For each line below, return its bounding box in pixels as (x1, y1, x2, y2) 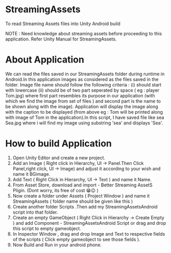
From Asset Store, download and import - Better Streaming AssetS (12, 182, 153, 188)
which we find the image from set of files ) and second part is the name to (5, 98, 161, 104)
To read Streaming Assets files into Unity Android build (5, 20, 121, 27)
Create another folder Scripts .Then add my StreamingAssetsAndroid (12, 203, 158, 209)
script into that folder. (12, 209, 58, 215)
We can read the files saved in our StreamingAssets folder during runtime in (5, 71, 165, 77)
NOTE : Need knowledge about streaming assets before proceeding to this (5, 30, 162, 36)
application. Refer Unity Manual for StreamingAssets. (5, 36, 117, 42)
